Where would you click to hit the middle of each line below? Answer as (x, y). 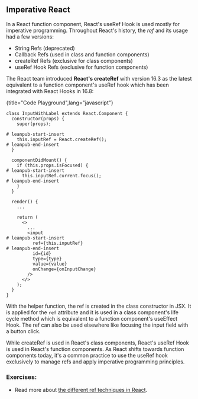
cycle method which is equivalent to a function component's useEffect (92, 318)
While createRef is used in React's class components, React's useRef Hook (98, 343)
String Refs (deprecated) (45, 48)
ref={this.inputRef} (58, 243)
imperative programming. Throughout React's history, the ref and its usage (97, 30)
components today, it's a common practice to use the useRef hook (87, 355)
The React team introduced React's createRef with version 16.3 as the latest (99, 78)
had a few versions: (30, 36)
